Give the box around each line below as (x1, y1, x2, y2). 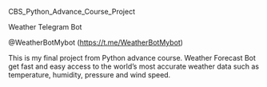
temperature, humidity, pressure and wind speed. (8, 70, 171, 79)
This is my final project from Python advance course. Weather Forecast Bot (8, 53, 256, 62)
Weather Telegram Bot (8, 22, 82, 31)
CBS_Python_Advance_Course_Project (8, 7, 136, 16)
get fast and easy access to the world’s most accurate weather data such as (8, 61, 260, 71)
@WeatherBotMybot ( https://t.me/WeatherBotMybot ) (8, 38, 184, 47)
